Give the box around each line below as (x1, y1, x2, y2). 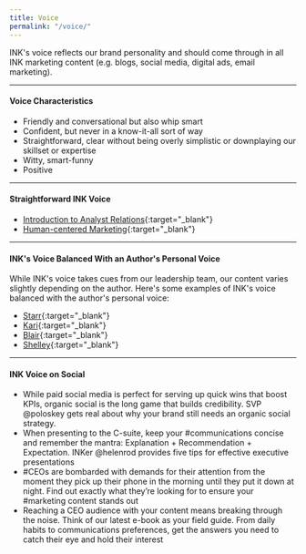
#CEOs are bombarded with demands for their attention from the (22, 467, 266, 477)
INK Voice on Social (9, 368, 86, 379)
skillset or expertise (22, 145, 97, 156)
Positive (22, 164, 53, 175)
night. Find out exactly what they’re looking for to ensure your (22, 486, 254, 497)
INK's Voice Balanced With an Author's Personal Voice (9, 252, 220, 264)
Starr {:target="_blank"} (22, 311, 110, 322)
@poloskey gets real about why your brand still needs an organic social (22, 408, 291, 419)
